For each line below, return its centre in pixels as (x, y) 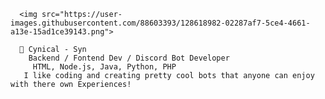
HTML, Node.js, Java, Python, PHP (104, 67)
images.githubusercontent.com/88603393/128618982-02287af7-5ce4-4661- (160, 23)
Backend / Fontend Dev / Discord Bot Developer (129, 58)
